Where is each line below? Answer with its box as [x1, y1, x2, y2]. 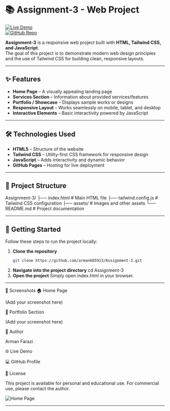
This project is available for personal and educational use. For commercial [5, 380, 159, 386]
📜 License [5, 371, 26, 377]
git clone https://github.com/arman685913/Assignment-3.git [12, 258, 142, 263]
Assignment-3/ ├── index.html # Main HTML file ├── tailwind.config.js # [5, 195, 158, 201]
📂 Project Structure [5, 181, 67, 190]
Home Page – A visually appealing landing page [12, 88, 112, 94]
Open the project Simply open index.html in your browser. [12, 273, 134, 279]
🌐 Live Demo [5, 348, 33, 354]
